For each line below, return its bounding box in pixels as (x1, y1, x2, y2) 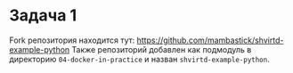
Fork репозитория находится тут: (9, 35, 135, 45)
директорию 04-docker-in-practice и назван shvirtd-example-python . (9, 53, 270, 64)
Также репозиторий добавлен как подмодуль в (71, 44, 252, 54)
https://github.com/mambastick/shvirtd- (136, 35, 284, 45)
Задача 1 (9, 5, 77, 26)
